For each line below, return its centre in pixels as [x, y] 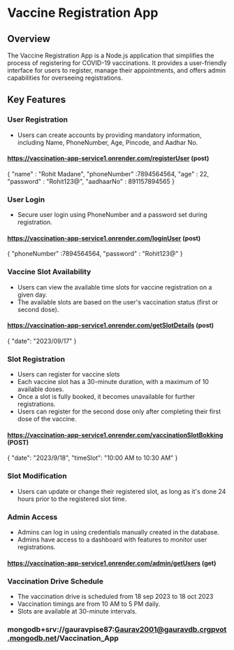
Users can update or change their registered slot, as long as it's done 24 [122, 491]
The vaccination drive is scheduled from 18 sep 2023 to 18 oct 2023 [115, 596]
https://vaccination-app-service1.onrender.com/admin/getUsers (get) [112, 563]
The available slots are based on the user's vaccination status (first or [118, 302]
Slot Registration [36, 359]
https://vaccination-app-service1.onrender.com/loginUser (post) [104, 238]
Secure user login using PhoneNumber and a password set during [112, 215]
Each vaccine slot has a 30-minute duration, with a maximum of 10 [113, 382]
